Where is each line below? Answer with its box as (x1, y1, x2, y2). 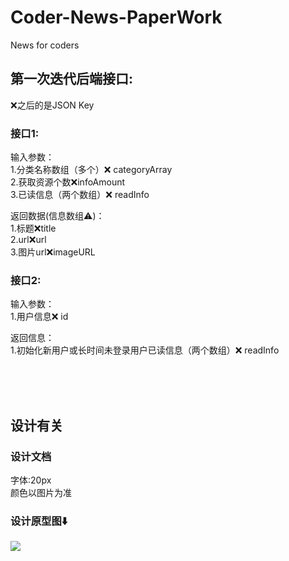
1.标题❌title (10, 222, 57, 235)
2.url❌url (10, 234, 47, 246)
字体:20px (10, 474, 52, 486)
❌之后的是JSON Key (10, 99, 95, 111)
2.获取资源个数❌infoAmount (10, 176, 126, 188)
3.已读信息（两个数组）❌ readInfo (10, 189, 150, 201)
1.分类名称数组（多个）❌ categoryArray (10, 164, 173, 176)
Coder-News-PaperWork (10, 6, 223, 29)
